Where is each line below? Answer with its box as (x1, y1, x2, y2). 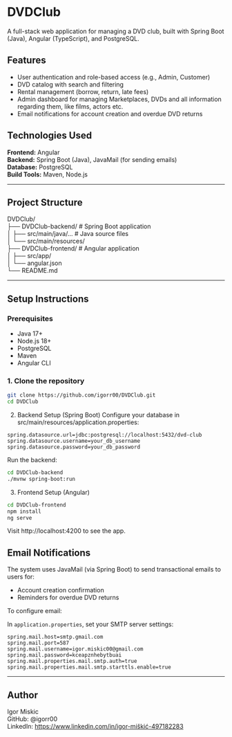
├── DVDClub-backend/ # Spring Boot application (7, 222, 151, 230)
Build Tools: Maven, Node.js (7, 170, 88, 179)
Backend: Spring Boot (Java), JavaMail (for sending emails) (7, 155, 177, 163)
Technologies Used (7, 129, 92, 142)
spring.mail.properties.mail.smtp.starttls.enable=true (7, 664, 171, 671)
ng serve (7, 514, 32, 521)
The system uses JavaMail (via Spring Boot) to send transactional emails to (7, 565, 221, 574)
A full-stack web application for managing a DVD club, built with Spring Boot (7, 27, 224, 35)
